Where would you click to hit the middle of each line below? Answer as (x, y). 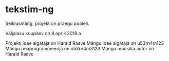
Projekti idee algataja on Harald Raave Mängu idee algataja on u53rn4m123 (85, 43)
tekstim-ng (30, 9)
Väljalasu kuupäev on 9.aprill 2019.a (43, 33)
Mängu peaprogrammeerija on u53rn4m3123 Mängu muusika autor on (80, 48)
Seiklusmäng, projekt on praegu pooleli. (47, 23)
